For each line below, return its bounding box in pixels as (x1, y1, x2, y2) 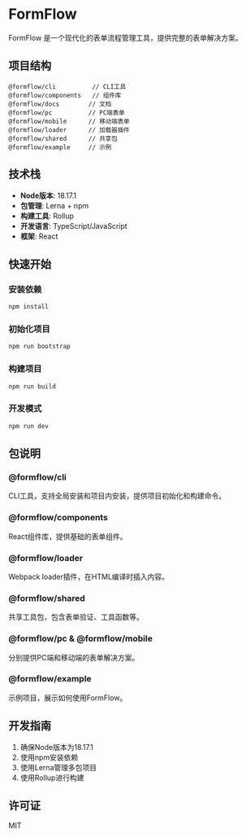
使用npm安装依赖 (19, 752, 79, 762)
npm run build (8, 382, 57, 391)
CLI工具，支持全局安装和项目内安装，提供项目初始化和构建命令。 (8, 491, 226, 501)
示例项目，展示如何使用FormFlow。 (8, 693, 127, 703)
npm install (8, 303, 49, 311)
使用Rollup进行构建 (19, 773, 84, 782)
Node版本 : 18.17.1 (19, 191, 77, 200)
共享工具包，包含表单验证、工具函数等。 (8, 612, 144, 622)
